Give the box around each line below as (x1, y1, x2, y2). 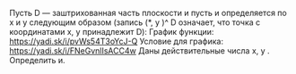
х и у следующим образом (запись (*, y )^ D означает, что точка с (9, 17, 261, 28)
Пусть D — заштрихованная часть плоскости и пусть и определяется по (9, 8, 287, 18)
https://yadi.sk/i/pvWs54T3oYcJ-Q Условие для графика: (9, 36, 224, 46)
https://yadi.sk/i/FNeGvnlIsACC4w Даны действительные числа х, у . (9, 45, 271, 56)
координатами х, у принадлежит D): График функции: (9, 27, 214, 37)
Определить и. (9, 55, 65, 65)
